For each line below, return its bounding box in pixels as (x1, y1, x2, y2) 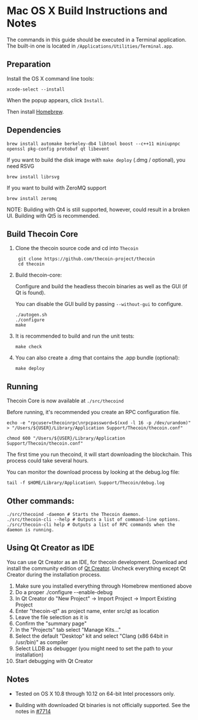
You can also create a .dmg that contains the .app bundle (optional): (15, 354, 180, 361)
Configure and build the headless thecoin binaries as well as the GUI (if (15, 283, 187, 290)
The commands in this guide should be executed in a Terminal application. (6, 36, 187, 43)
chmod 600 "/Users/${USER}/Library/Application (6, 435, 126, 442)
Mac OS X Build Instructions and (6, 4, 168, 18)
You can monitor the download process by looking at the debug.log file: (6, 469, 180, 476)
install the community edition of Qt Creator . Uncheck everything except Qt (6, 565, 186, 572)
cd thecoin (18, 261, 45, 267)
